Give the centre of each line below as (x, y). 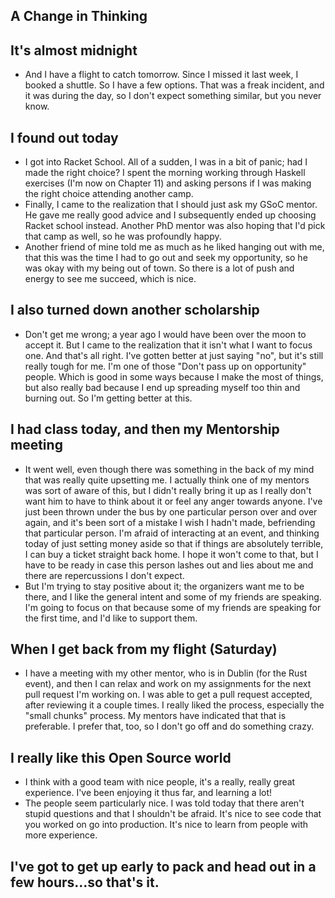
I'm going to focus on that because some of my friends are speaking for (173, 607)
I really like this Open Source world (121, 757)
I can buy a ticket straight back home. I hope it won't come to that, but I (171, 554)
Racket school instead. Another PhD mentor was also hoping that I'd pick (175, 226)
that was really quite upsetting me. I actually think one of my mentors (167, 480)
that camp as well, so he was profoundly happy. (123, 236)
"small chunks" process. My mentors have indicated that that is (155, 716)
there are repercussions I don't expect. (104, 575)
